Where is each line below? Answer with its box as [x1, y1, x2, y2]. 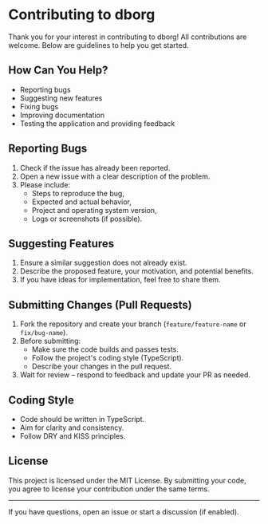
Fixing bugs [19, 101, 59, 111]
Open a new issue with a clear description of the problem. [19, 171, 211, 181]
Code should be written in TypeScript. [19, 415, 145, 424]
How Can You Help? [8, 64, 108, 77]
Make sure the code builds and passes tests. [31, 345, 179, 354]
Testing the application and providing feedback [19, 118, 175, 128]
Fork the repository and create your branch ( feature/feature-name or [19, 319, 247, 329]
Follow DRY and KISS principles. [19, 431, 126, 440]
